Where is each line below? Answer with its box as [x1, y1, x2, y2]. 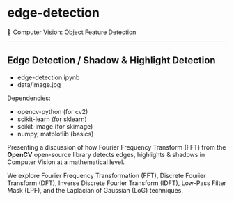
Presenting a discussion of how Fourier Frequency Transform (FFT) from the [7, 143, 226, 151]
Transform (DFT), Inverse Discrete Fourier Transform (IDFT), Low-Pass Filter [7, 179, 226, 187]
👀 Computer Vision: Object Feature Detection [7, 28, 136, 36]
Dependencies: [7, 94, 51, 102]
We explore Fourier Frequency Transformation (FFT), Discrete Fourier [7, 171, 206, 179]
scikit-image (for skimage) [17, 122, 93, 130]
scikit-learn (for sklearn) [17, 115, 87, 123]
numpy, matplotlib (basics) [17, 129, 94, 138]
